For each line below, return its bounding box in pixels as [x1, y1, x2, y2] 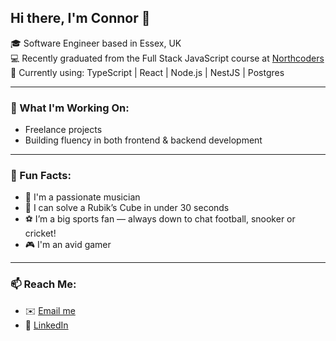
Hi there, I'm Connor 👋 [10, 10, 151, 27]
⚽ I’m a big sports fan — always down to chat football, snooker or [24, 213, 296, 225]
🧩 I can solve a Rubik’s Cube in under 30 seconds [24, 202, 230, 214]
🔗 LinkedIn [24, 319, 69, 331]
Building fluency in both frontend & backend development [24, 134, 263, 146]
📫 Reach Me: [10, 277, 77, 291]
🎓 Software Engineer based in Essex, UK [10, 37, 182, 49]
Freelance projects [24, 124, 103, 136]
